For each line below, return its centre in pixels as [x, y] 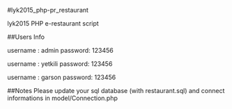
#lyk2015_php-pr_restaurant [48, 10]
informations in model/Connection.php [63, 98]
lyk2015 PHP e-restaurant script [53, 23]
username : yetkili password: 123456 [60, 64]
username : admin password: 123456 [60, 50]
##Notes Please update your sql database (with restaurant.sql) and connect [116, 91]
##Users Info [26, 37]
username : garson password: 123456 [62, 77]
